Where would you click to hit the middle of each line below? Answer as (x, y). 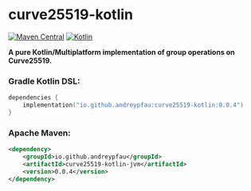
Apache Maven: (39, 133)
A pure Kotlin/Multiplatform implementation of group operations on (122, 52)
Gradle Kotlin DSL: (44, 81)
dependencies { (33, 98)
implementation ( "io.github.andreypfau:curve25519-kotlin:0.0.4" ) (133, 105)
